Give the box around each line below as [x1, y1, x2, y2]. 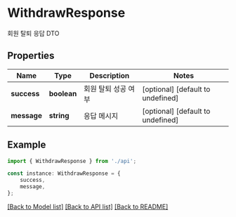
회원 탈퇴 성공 [83, 84, 126, 93]
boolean [48, 88, 77, 98]
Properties [7, 50, 55, 62]
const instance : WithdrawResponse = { [7, 170, 121, 177]
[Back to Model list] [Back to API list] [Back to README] [7, 202, 169, 211]
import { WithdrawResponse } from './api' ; [7, 157, 137, 164]
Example [7, 139, 46, 151]
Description [89, 70, 130, 80]
